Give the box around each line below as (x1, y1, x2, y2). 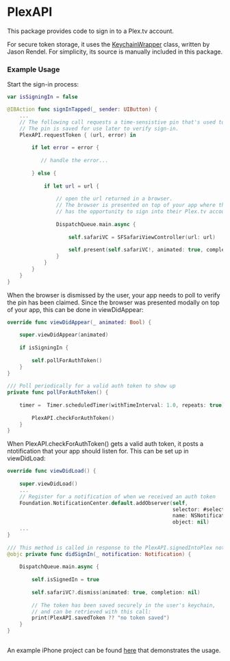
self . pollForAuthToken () (31, 357, 103, 364)
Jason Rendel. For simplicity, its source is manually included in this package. (7, 47, 223, 56)
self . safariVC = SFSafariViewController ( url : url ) (68, 234, 216, 240)
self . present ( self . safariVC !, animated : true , (68, 247, 204, 254)
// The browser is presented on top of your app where (55, 202, 216, 209)
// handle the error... (40, 157, 109, 164)
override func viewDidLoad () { (7, 468, 97, 475)
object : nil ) (172, 519, 210, 526)
